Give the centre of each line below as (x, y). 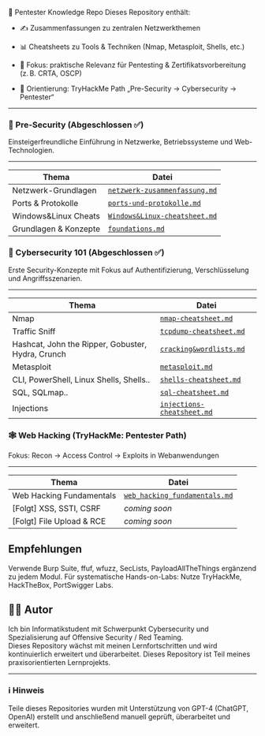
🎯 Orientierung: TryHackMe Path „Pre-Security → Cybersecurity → (128, 88)
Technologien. (32, 151)
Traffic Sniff (34, 331)
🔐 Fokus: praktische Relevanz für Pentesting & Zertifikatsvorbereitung (132, 65)
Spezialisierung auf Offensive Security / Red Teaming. (96, 637)
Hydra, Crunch (39, 353)
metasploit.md (187, 366)
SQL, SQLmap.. (40, 392)
